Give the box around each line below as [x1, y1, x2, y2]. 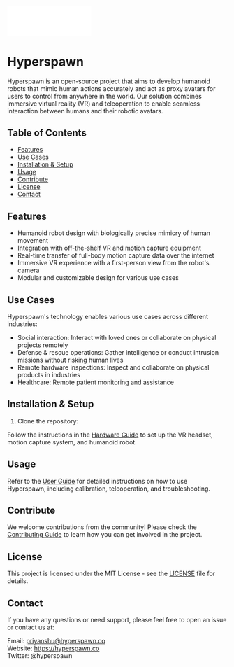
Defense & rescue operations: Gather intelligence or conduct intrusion [17, 349, 219, 356]
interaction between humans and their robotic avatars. [7, 106, 163, 115]
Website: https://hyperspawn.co [7, 644, 100, 652]
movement [17, 237, 49, 245]
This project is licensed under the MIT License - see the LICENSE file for [7, 569, 215, 578]
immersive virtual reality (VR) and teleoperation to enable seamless [7, 99, 200, 108]
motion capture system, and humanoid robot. [7, 437, 138, 446]
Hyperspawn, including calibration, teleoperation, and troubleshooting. [7, 484, 211, 493]
